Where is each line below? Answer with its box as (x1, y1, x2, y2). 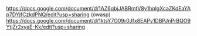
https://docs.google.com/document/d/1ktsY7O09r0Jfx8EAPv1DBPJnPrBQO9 (6, 17, 191, 24)
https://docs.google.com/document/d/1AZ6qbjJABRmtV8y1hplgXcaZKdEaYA (6, 5, 191, 12)
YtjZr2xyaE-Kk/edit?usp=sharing (6, 23, 86, 30)
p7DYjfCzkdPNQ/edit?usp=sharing (6, 11, 90, 18)
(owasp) (90, 11, 111, 18)
